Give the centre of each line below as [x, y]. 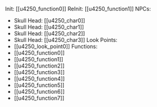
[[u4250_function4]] [39, 79]
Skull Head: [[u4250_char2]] [49, 33]
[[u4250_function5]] [39, 85]
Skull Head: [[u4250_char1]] [49, 27]
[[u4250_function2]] [39, 66]
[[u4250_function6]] [39, 91]
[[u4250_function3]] [39, 72]
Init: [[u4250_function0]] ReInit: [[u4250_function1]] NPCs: [78, 9]
